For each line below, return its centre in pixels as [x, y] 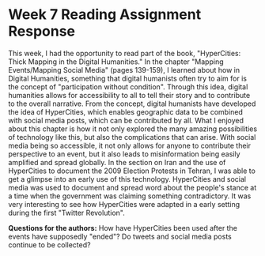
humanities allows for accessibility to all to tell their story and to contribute [129, 95]
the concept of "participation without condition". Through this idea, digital [128, 87]
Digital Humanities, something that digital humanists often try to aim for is [128, 78]
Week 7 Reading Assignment [105, 15]
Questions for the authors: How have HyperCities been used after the [123, 228]
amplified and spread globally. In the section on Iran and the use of [117, 162]
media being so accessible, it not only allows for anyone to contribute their [130, 145]
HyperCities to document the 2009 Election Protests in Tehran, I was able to [132, 171]
